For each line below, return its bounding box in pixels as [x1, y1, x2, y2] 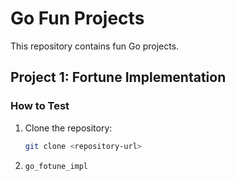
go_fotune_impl [24, 161, 89, 171]
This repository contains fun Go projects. [10, 40, 180, 52]
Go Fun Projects [10, 7, 145, 30]
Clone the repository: [24, 122, 113, 134]
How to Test [10, 99, 70, 113]
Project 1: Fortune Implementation [10, 69, 227, 86]
